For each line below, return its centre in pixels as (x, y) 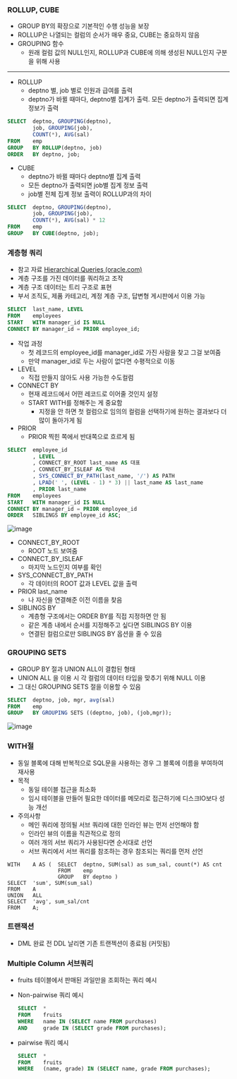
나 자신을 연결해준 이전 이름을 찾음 (75, 600)
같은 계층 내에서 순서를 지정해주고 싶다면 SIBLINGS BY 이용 (110, 625)
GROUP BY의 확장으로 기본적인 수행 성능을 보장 (83, 26)
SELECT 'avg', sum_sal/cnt (49, 901)
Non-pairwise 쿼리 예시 (50, 995)
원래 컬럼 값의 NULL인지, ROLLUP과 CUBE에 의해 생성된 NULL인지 (121, 53)
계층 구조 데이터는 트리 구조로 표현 (65, 287)
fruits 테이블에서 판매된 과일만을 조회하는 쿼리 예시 (87, 980)
